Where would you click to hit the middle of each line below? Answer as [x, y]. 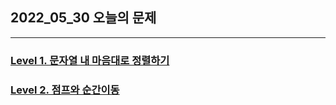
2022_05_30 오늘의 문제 [83, 18]
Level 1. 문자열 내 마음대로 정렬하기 [90, 60]
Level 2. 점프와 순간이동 [65, 90]
